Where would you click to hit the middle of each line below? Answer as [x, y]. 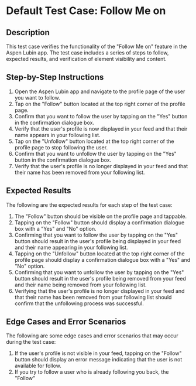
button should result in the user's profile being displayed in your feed [98, 241]
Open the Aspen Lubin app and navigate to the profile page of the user [100, 91]
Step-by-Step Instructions [55, 77]
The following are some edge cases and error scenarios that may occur [92, 336]
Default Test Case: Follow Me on [86, 11]
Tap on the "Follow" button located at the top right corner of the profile [100, 104]
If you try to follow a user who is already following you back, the [92, 372]
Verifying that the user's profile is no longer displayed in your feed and [99, 291]
